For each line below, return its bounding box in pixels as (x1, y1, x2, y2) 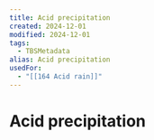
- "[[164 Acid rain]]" (17, 72, 103, 81)
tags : (9, 38, 30, 48)
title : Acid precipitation (9, 13, 111, 23)
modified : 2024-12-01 (9, 30, 91, 39)
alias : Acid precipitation (9, 55, 111, 64)
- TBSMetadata (17, 47, 70, 56)
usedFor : (9, 64, 42, 73)
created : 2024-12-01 (9, 22, 87, 31)
